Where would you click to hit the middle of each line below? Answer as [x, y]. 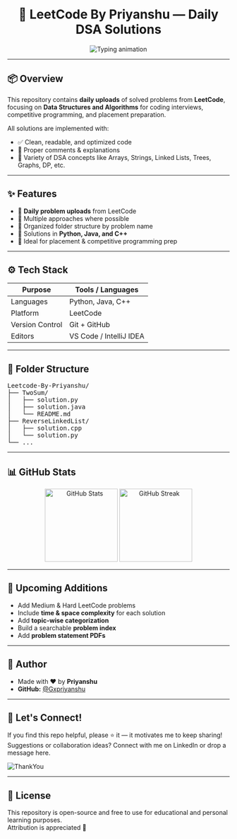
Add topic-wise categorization [63, 620]
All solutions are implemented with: [58, 128]
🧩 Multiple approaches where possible [73, 218]
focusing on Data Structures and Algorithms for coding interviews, [105, 107]
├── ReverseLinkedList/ [48, 421]
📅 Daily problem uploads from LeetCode [77, 211]
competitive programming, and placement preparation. [87, 114]
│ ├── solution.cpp [45, 428]
